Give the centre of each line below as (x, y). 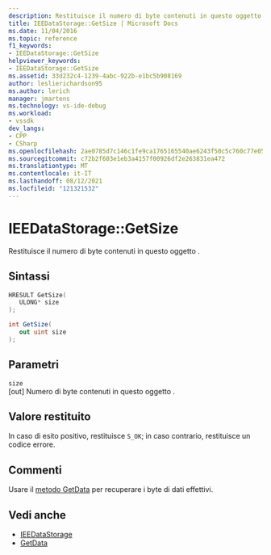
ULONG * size (39, 303)
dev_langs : (27, 128)
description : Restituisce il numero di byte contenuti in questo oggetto (135, 16)
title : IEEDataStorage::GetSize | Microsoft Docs (94, 23)
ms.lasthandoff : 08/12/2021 (56, 181)
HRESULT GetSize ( (38, 295)
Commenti (35, 470)
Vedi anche (38, 515)
